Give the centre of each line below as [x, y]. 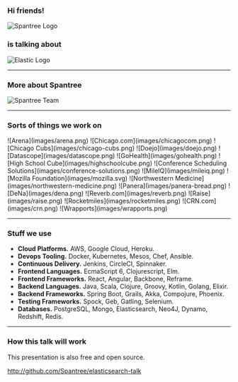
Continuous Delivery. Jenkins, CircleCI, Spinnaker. [92, 264]
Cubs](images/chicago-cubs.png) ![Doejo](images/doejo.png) [126, 148]
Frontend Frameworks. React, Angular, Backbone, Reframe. [105, 279]
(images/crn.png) [33, 208]
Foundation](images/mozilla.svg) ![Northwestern [102, 179]
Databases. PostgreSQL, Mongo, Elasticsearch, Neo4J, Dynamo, [113, 309]
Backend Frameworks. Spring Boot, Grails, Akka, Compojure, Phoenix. [121, 294]
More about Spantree [45, 85]
